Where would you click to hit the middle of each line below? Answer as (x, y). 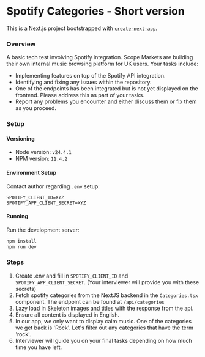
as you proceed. (36, 108)
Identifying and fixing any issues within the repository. (83, 82)
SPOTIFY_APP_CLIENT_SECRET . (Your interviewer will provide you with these (107, 282)
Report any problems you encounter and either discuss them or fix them (106, 101)
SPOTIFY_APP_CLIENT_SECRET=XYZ (46, 203)
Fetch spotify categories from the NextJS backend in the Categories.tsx (106, 295)
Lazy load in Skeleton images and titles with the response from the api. (104, 308)
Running (17, 216)
